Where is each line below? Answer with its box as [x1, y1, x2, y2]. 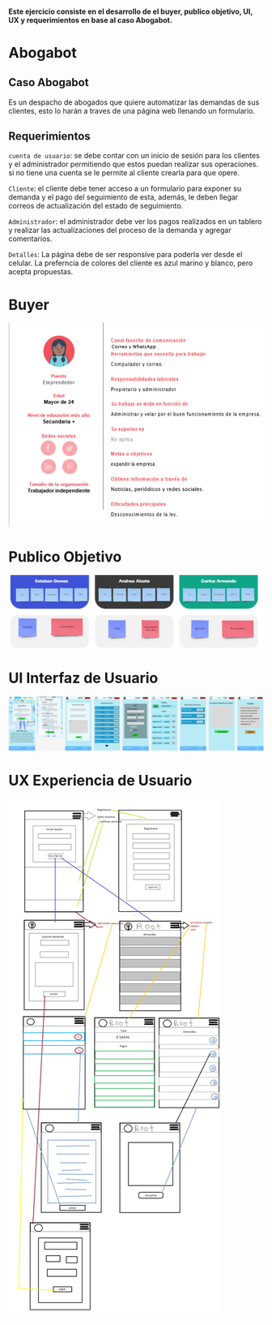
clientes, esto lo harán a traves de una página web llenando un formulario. [8, 105, 256, 115]
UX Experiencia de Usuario [8, 771, 193, 789]
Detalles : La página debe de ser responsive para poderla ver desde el [8, 250, 243, 260]
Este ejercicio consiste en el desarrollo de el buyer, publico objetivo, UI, [8, 6, 253, 16]
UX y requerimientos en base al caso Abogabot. [8, 15, 172, 24]
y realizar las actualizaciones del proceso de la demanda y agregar [8, 226, 232, 235]
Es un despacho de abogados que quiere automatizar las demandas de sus [8, 97, 260, 107]
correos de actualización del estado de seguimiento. [8, 201, 184, 211]
